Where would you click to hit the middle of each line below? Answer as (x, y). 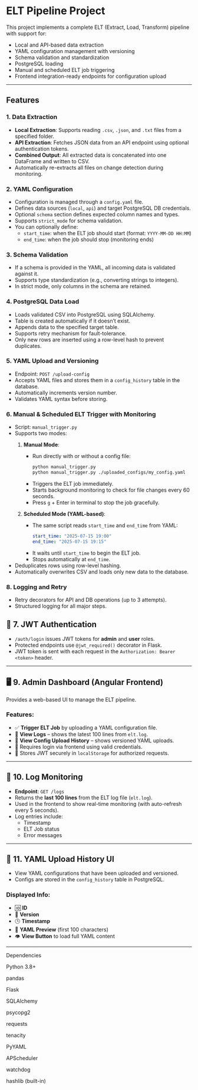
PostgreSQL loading (39, 64)
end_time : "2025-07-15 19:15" (69, 541)
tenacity (16, 1035)
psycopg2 (18, 1012)
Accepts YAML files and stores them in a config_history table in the (97, 380)
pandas (15, 978)
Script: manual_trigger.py (46, 427)
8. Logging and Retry (37, 587)
